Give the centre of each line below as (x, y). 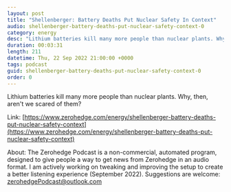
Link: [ (16, 117)
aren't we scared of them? (44, 104)
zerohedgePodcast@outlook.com (55, 182)
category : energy (32, 33)
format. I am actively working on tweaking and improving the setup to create (115, 167)
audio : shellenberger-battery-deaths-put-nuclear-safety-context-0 (106, 26)
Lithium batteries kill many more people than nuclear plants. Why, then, (108, 97)
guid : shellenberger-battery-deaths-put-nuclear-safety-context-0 (104, 71)
